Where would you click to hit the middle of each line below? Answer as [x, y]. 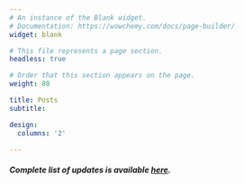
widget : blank [36, 34]
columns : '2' [42, 133]
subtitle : [28, 108]
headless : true [38, 60]
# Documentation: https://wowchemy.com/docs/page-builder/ [122, 26]
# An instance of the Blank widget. [78, 18]
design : [24, 124]
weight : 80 [30, 84]
